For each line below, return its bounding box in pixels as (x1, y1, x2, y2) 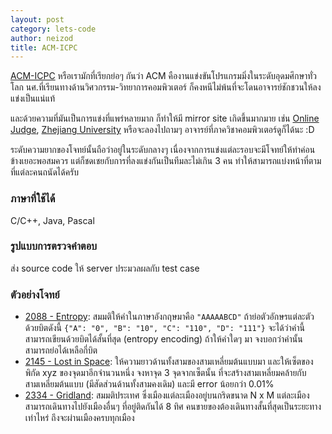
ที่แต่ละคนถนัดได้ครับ (10, 166, 80, 178)
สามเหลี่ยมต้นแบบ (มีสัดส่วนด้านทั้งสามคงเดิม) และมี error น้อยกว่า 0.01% (24, 378, 275, 390)
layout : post (10, 14, 65, 25)
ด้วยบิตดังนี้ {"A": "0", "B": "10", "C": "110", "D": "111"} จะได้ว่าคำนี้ (24, 322, 305, 334)
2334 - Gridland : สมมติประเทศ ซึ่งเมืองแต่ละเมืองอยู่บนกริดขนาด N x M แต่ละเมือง (24, 389, 310, 401)
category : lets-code (10, 24, 97, 34)
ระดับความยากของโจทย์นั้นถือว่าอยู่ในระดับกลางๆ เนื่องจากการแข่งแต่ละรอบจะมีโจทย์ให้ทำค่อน (10, 144, 316, 156)
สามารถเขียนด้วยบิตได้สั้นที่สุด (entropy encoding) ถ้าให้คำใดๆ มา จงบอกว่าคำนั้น (24, 333, 303, 345)
